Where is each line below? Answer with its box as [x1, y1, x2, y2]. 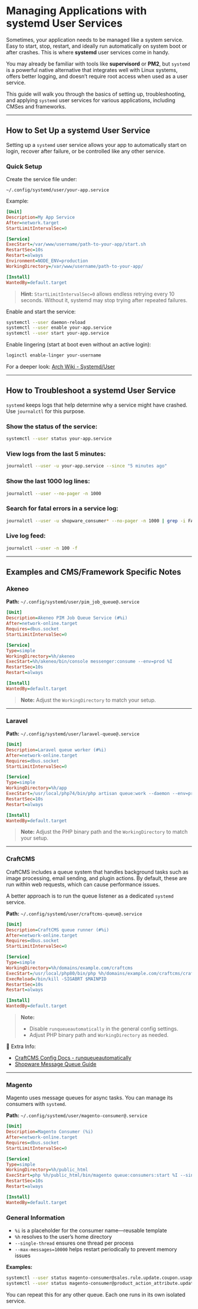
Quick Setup [6, 162, 42, 171]
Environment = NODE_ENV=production [6, 258, 88, 264]
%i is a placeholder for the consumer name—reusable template [14, 1226, 167, 1234]
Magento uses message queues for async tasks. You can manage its [6, 1094, 173, 1101]
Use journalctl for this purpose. [6, 407, 85, 414]
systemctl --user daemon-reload [6, 319, 85, 325]
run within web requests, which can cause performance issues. [6, 881, 160, 888]
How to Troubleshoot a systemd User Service [6, 385, 176, 396]
